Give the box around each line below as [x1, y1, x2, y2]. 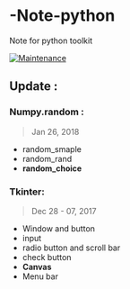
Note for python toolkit [9, 35, 92, 46]
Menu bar [22, 271, 58, 282]
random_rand [22, 153, 73, 164]
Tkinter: [9, 185, 45, 198]
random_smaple [22, 143, 82, 154]
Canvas [22, 261, 52, 272]
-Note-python [9, 5, 116, 26]
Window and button [22, 222, 96, 234]
